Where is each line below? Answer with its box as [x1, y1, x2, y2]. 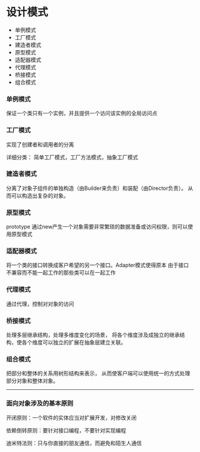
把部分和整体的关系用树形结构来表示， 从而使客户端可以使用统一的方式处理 [6, 370, 190, 377]
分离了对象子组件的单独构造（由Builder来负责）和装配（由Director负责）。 [6, 185, 187, 192]
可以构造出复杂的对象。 [11, 192, 69, 199]
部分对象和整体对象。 [6, 377, 58, 385]
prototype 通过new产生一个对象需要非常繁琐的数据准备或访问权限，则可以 [6, 223, 188, 230]
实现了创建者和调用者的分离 [6, 141, 74, 148]
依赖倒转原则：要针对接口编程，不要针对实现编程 [6, 426, 126, 433]
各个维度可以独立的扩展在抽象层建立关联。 [21, 339, 126, 346]
